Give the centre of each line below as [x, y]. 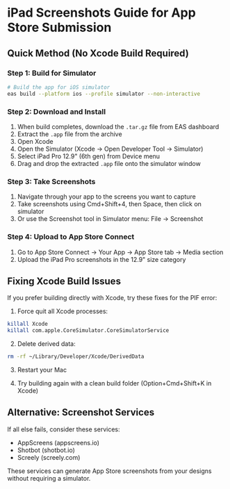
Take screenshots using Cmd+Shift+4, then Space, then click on [109, 204]
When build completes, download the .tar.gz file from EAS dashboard [118, 126]
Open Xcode [35, 141]
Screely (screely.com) [49, 457]
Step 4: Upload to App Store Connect [71, 237]
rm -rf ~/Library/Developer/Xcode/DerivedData [76, 357]
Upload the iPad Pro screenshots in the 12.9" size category [101, 259]
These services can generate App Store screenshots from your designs [109, 471]
